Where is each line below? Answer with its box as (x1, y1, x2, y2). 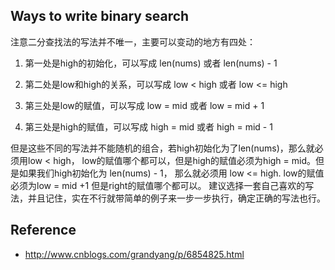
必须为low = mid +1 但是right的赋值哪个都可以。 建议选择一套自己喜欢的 (10, 179, 306, 191)
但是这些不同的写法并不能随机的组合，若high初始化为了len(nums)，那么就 (10, 142, 315, 154)
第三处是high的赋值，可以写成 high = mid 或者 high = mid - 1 (24, 120, 273, 133)
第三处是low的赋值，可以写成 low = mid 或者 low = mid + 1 (24, 99, 265, 111)
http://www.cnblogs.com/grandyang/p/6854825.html (24, 248, 245, 260)
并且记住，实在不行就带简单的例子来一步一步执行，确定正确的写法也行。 (27, 192, 326, 204)
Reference (10, 222, 77, 239)
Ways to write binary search (10, 8, 190, 25)
